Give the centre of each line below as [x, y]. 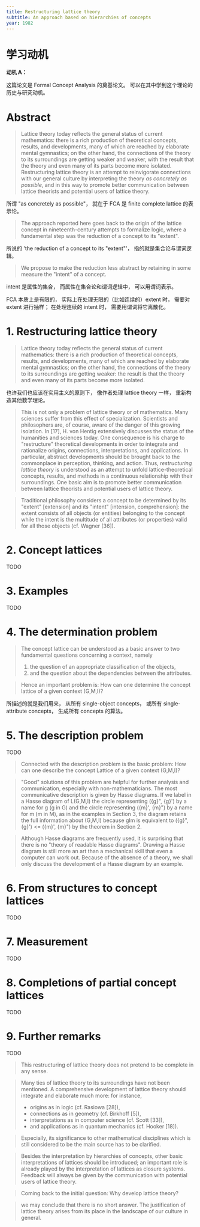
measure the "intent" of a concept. [63, 275]
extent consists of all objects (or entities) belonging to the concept [103, 513]
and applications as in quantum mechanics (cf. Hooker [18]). [104, 1126]
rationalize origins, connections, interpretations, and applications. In [104, 451]
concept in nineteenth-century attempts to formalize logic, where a [104, 230]
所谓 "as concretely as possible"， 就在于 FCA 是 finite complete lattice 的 [97, 204]
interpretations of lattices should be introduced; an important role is [104, 1162]
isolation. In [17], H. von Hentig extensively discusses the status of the [107, 431]
